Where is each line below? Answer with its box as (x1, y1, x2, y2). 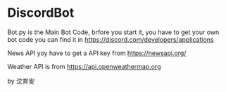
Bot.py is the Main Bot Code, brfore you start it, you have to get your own (7, 28, 220, 36)
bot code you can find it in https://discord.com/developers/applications (7, 35, 214, 43)
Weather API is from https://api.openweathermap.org (7, 62, 161, 70)
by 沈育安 (7, 77, 35, 85)
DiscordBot (7, 5, 75, 21)
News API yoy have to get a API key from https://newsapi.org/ (7, 49, 187, 57)
